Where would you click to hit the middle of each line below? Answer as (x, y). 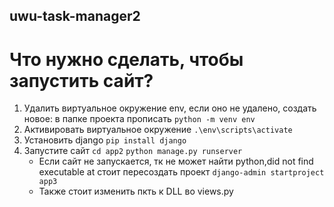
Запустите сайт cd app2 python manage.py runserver (133, 151)
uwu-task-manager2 (75, 16)
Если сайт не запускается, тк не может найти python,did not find (176, 161)
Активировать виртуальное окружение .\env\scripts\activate (158, 130)
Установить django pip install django (105, 140)
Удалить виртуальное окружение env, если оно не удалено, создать (170, 108)
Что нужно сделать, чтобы (126, 59)
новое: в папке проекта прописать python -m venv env (139, 119)
